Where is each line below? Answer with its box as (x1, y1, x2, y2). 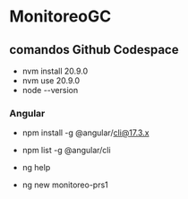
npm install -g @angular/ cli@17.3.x (21, 127, 150, 138)
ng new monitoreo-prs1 (21, 179, 109, 190)
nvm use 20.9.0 (21, 75, 81, 86)
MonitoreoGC (9, 6, 112, 27)
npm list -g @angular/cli (21, 145, 111, 156)
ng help (21, 162, 51, 173)
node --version (21, 85, 79, 95)
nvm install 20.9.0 (21, 65, 89, 76)
